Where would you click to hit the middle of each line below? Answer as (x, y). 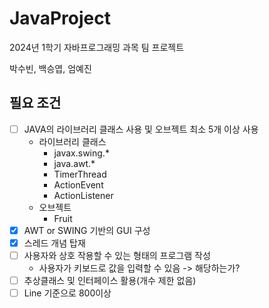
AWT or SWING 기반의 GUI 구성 (87, 230)
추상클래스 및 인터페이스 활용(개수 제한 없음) (110, 280)
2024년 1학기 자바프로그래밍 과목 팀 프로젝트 (97, 47)
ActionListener (83, 195)
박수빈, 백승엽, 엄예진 (50, 68)
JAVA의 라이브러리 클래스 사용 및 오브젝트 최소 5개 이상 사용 (141, 129)
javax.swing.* (81, 153)
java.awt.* (74, 163)
